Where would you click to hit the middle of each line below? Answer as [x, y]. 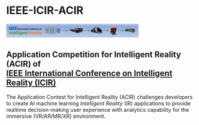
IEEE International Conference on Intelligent [89, 73]
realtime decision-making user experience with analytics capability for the [98, 109]
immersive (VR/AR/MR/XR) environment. [56, 116]
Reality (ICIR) [31, 83]
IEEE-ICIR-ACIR [45, 11]
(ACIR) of [24, 64]
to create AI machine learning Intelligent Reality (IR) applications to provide [98, 103]
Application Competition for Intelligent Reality [94, 54]
